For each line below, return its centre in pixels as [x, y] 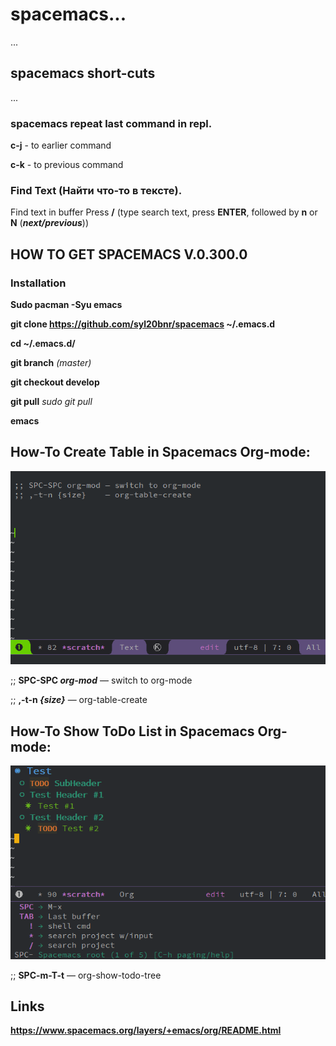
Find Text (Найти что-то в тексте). [96, 190]
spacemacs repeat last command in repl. [111, 123]
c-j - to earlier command [61, 145]
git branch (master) [51, 363]
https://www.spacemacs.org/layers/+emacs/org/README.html [146, 1030]
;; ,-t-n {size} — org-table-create [79, 700]
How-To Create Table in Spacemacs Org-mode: [160, 452]
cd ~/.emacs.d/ [43, 344]
